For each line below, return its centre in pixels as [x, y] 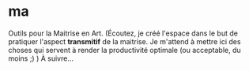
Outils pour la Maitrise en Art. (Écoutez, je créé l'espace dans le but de [123, 33]
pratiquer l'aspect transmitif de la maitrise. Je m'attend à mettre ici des [124, 41]
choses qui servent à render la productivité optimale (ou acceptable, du [124, 50]
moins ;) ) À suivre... [41, 58]
